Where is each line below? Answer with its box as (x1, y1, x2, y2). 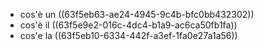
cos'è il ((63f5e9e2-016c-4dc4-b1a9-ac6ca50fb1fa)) (19, 19, 238, 31)
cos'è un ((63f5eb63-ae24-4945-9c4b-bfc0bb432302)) (19, 9, 255, 20)
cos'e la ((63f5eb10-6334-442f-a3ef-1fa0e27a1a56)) (19, 30, 238, 41)
